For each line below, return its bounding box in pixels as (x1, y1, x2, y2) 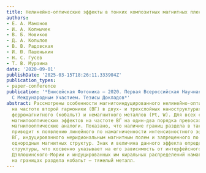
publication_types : (6, 77, 56, 83)
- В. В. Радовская (6, 44, 53, 50)
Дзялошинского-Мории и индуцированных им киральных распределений (12, 152, 185, 158)
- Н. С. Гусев (6, 55, 43, 61)
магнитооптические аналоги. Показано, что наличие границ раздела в (12, 123, 191, 129)
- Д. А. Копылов (6, 37, 48, 44)
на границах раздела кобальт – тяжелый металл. (12, 157, 136, 163)
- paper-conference (6, 83, 56, 90)
